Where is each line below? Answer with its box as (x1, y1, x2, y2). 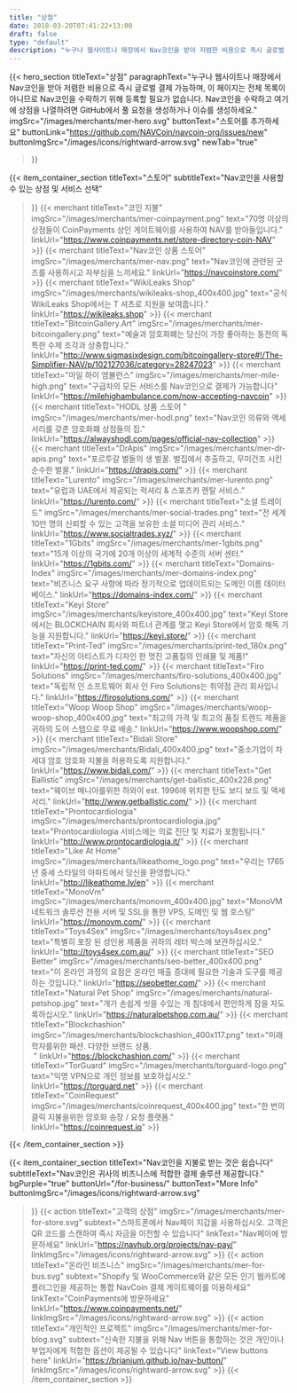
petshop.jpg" (30, 998, 79, 1009)
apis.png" (30, 453, 66, 464)
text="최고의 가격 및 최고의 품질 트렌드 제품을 (129, 712, 286, 723)
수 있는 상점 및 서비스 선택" (9, 184, 103, 194)
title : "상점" (9, 12, 58, 22)
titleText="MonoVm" (30, 886, 106, 897)
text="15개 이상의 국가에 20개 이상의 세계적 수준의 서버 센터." (30, 548, 245, 559)
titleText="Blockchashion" (30, 1019, 126, 1030)
